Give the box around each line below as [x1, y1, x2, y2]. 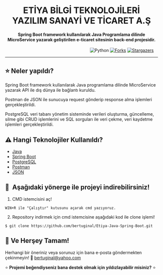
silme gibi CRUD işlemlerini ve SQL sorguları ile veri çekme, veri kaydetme [5, 117, 153, 122]
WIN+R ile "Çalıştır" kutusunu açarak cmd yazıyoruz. [5, 206, 116, 210]
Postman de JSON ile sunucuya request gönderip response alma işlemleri [5, 97, 152, 103]
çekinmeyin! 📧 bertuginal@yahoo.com [5, 255, 81, 260]
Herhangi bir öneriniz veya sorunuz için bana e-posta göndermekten [5, 249, 142, 255]
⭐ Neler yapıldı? [5, 67, 54, 75]
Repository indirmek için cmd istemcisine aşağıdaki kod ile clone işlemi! [12, 214, 155, 220]
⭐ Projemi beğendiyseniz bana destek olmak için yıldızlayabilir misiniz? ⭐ [5, 264, 156, 270]
